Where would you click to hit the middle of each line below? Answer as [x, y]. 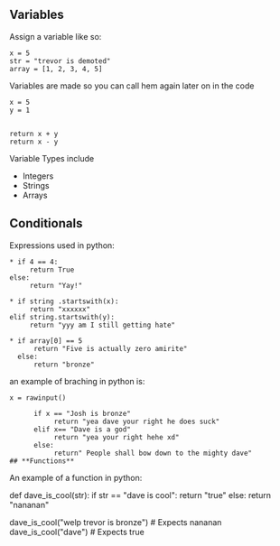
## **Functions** [42, 461]
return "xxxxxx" [60, 309]
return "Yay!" [56, 285]
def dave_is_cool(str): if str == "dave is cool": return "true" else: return [140, 495]
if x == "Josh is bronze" [82, 413]
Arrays [35, 195]
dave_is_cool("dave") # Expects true [77, 532]
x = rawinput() [38, 398]
